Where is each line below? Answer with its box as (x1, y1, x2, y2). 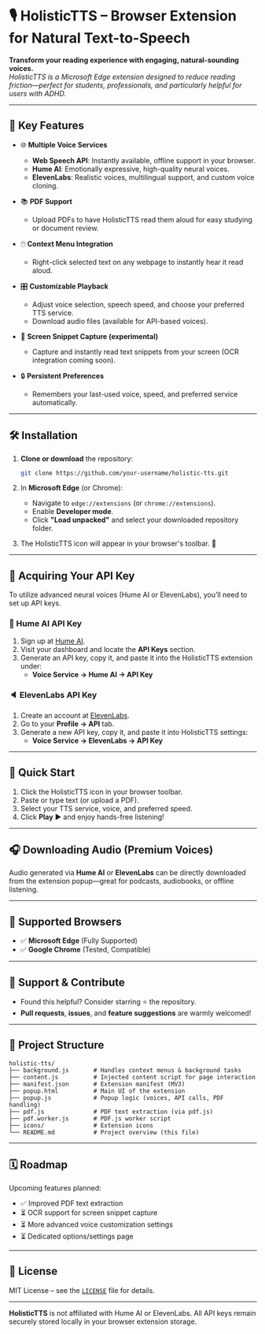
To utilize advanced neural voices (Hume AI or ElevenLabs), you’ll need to (9, 590, 248, 600)
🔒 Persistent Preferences (20, 371, 105, 380)
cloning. (31, 181, 58, 190)
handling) (9, 1101, 42, 1109)
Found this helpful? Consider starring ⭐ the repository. (20, 997, 197, 1007)
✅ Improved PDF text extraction (20, 1198, 123, 1208)
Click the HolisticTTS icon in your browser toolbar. (20, 787, 183, 796)
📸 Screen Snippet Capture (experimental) (20, 331, 159, 341)
